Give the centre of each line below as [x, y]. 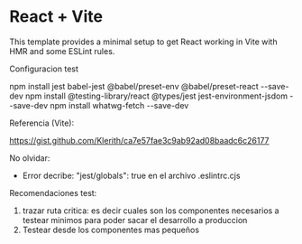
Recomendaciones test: [53, 192]
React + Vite [56, 17]
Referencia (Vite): [42, 123]
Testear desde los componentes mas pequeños [111, 230]
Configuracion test [44, 69]
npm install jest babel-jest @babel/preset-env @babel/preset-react [134, 86]
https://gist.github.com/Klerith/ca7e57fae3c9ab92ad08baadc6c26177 [139, 140]
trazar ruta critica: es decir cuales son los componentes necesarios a [151, 211]
